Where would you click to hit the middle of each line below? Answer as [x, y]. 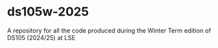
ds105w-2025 [48, 12]
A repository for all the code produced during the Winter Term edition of [109, 30]
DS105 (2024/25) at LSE [41, 37]
